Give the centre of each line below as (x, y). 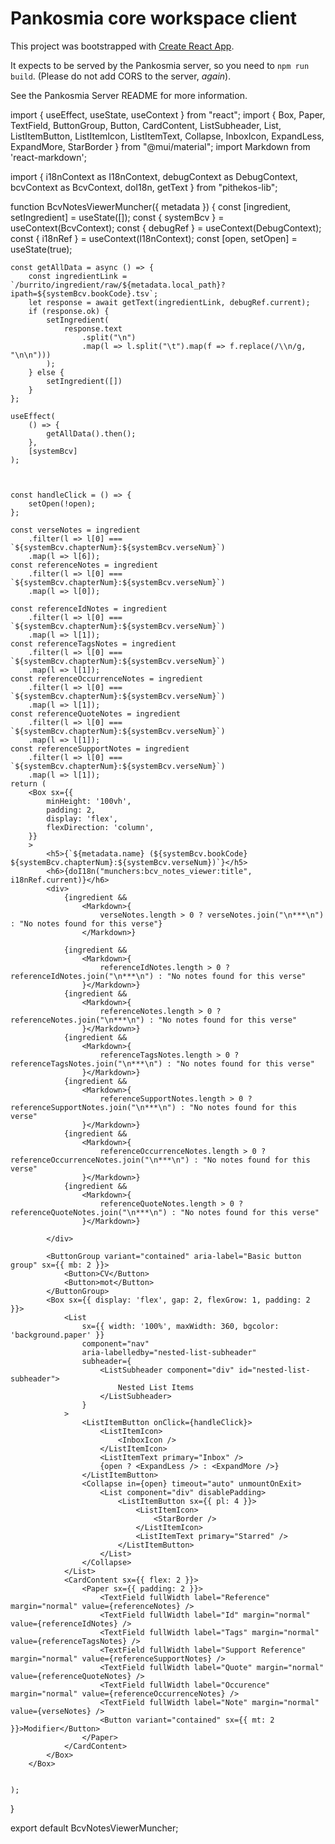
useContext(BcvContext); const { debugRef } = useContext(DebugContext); (166, 228)
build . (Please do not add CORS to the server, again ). (121, 76)
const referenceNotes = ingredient (84, 565)
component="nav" (115, 1343)
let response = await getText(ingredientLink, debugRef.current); (169, 302)
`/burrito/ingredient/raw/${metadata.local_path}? (118, 285)
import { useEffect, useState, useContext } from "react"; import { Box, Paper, (168, 114)
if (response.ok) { (69, 311)
